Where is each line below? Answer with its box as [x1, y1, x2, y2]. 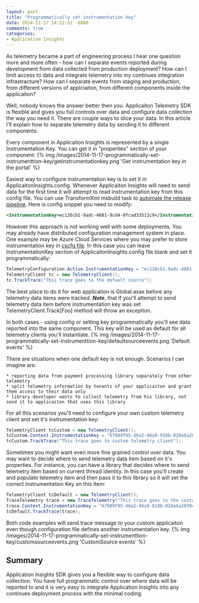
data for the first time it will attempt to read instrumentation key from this [6, 188, 184, 195]
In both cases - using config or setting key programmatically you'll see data [6, 318, 191, 326]
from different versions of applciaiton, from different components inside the [6, 84, 191, 91]
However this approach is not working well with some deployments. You [6, 223, 182, 230]
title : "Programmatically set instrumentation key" [6, 14, 136, 20]
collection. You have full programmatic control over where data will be [6, 577, 177, 585]
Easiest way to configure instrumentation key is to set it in [6, 176, 147, 182]
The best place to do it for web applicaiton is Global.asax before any [6, 288, 173, 295]
